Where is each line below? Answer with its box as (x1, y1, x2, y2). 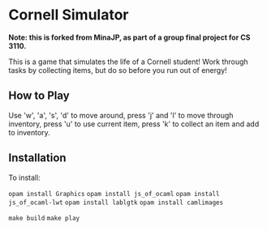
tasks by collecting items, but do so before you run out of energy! (8, 65, 227, 75)
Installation (8, 151, 67, 165)
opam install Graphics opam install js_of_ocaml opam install (8, 190, 220, 198)
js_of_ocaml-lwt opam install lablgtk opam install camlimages (8, 198, 224, 207)
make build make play (8, 214, 80, 222)
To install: (8, 172, 41, 182)
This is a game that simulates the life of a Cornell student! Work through (8, 57, 249, 66)
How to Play (8, 89, 71, 103)
